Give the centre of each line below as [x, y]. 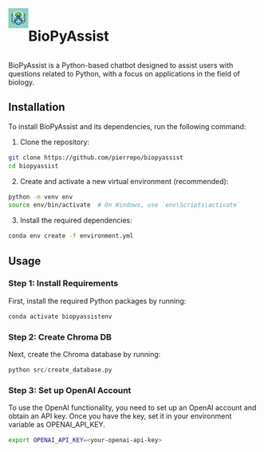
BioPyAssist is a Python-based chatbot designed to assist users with [121, 65]
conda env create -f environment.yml [71, 236]
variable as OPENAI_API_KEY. [57, 425]
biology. [22, 82]
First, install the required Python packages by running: [97, 301]
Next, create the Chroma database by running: [85, 354]
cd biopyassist [33, 166]
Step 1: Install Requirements [63, 284]
